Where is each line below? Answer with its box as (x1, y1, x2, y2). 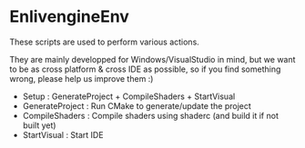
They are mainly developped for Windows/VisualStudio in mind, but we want (9, 54, 296, 64)
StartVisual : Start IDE (22, 129, 104, 140)
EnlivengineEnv (9, 6, 130, 27)
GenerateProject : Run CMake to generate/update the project (22, 100, 252, 111)
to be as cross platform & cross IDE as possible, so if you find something (9, 64, 281, 74)
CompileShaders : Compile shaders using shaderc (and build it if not (22, 110, 280, 121)
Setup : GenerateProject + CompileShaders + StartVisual (22, 91, 236, 102)
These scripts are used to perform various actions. (9, 36, 200, 47)
